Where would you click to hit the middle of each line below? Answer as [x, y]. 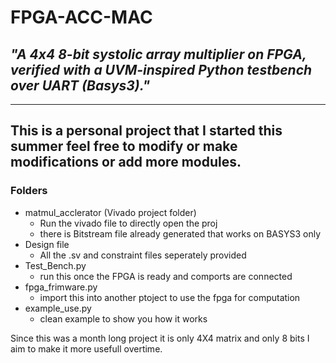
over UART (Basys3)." [80, 85]
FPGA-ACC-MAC [81, 17]
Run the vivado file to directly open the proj [128, 223]
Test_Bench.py [55, 265]
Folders [29, 191]
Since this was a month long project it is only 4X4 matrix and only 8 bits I [160, 338]
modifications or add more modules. [126, 162]
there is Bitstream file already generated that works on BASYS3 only [180, 233]
